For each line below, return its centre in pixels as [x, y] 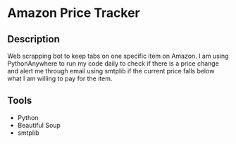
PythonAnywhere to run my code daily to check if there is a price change [113, 64]
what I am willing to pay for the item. [60, 78]
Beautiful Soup [39, 125]
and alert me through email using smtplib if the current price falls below [111, 71]
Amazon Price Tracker [74, 13]
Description [33, 39]
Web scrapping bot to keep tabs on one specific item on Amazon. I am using [118, 56]
